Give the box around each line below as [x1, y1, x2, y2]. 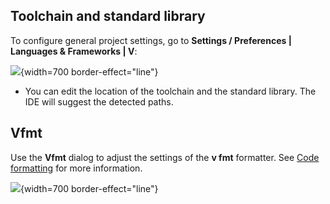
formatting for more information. [10, 162, 143, 174]
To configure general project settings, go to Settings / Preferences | [10, 34, 292, 46]
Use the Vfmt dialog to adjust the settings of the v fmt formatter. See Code [10, 151, 320, 163]
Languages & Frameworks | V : [10, 45, 138, 57]
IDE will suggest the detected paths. [24, 95, 174, 108]
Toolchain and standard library [10, 8, 206, 25]
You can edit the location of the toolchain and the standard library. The [24, 85, 317, 97]
